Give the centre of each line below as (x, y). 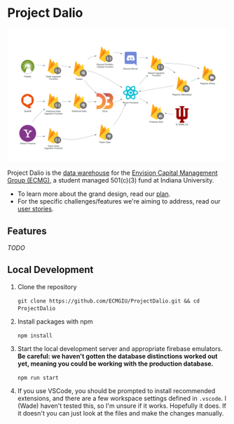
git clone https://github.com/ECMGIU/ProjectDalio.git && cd (109, 301)
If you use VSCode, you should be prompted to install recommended (116, 390)
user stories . (35, 209)
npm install (35, 336)
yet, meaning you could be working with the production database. (115, 364)
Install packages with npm (55, 322)
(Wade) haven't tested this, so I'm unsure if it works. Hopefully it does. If (122, 406)
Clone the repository (47, 286)
